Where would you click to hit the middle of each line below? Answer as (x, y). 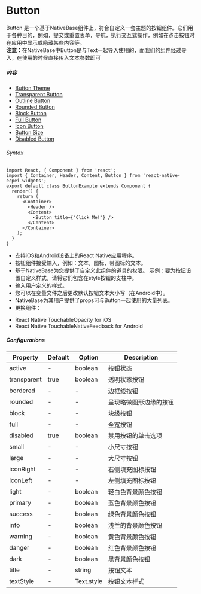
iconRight (22, 469)
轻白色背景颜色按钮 (135, 492)
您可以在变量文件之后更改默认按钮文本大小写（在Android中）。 (92, 293)
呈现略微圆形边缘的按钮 (141, 403)
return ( (28, 197)
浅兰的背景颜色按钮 (135, 526)
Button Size (29, 132)
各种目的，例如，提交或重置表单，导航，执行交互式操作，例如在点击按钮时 (103, 35)
